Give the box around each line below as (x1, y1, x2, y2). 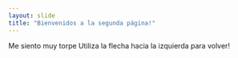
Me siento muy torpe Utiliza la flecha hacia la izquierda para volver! (8, 41, 231, 50)
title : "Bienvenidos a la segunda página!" (8, 19, 156, 27)
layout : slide (8, 11, 56, 20)
